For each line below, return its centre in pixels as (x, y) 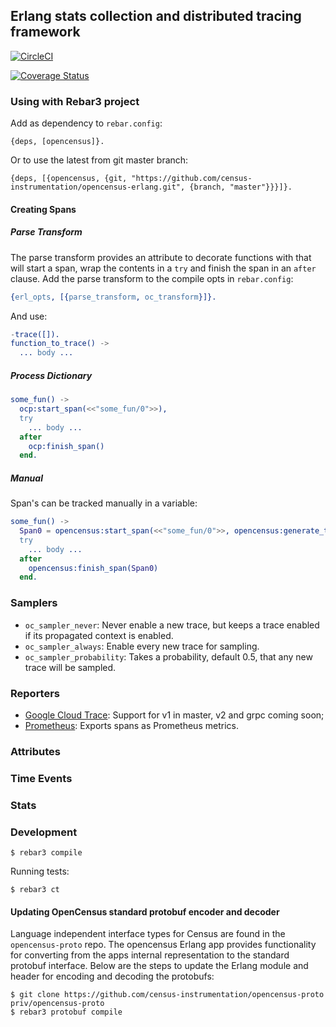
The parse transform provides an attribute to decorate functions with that (161, 257)
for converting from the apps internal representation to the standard (150, 955)
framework (45, 32)
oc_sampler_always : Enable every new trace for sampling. (142, 646)
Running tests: (40, 871)
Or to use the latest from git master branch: (99, 160)
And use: (29, 316)
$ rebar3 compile (46, 853)
